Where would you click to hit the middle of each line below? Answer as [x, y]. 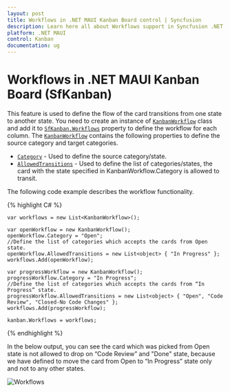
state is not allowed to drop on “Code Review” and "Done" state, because [111, 353]
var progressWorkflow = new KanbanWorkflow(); [75, 272]
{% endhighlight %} [35, 333]
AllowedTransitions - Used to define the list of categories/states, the [115, 164]
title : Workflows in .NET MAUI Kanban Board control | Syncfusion [104, 20]
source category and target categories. [63, 143]
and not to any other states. [46, 368]
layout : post [26, 13]
